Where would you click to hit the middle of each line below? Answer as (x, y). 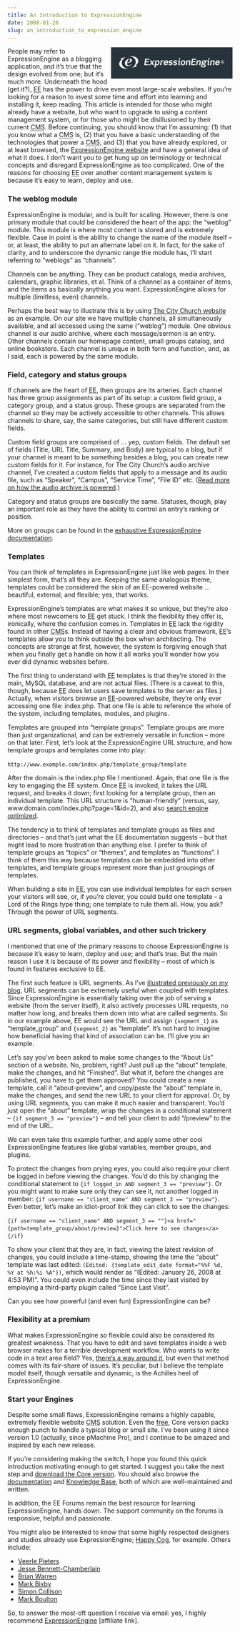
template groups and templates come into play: (77, 750)
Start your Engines (40, 1399)
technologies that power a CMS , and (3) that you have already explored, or (117, 142)
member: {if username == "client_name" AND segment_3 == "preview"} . (114, 1199)
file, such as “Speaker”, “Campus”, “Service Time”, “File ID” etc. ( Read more (119, 479)
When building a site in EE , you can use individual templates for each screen (120, 889)
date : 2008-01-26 (33, 23)
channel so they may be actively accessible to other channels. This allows (116, 413)
